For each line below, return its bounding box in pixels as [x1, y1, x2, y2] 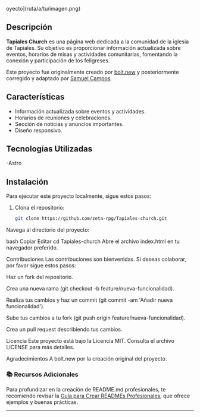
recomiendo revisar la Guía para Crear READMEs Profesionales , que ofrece [6, 392, 190, 400]
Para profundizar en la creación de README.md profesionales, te [6, 386, 166, 393]
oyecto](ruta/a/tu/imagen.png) [6, 5, 81, 12]
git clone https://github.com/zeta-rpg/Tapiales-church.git [14, 216, 167, 222]
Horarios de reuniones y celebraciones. [14, 114, 112, 121]
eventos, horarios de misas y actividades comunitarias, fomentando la [6, 50, 178, 58]
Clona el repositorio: [14, 204, 65, 211]
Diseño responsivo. [14, 127, 62, 134]
